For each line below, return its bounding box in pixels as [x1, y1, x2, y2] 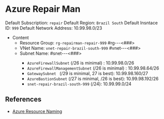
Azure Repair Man [5, 3, 81, 15]
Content [12, 35, 29, 40]
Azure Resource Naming [12, 108, 62, 114]
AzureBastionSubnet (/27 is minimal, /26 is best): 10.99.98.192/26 [27, 76, 159, 81]
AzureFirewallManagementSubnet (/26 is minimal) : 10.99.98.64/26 [27, 65, 160, 71]
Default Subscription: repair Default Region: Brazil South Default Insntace [5, 20, 158, 26]
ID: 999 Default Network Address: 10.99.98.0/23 [5, 25, 103, 31]
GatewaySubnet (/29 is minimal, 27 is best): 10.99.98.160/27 [27, 70, 148, 76]
